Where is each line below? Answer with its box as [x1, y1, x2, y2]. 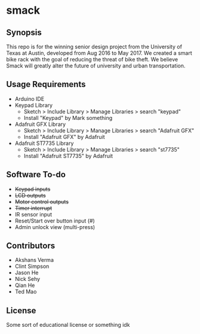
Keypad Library [14, 101, 53, 109]
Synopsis [6, 27, 42, 38]
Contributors [6, 241, 56, 251]
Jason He [14, 269, 39, 276]
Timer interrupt [14, 204, 53, 212]
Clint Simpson [14, 263, 50, 270]
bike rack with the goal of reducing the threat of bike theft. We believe [6, 56, 178, 63]
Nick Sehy [14, 276, 41, 283]
